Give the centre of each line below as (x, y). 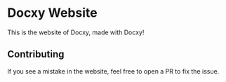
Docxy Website (52, 13)
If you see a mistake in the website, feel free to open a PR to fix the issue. (113, 71)
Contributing (36, 54)
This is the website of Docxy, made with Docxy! (76, 32)
